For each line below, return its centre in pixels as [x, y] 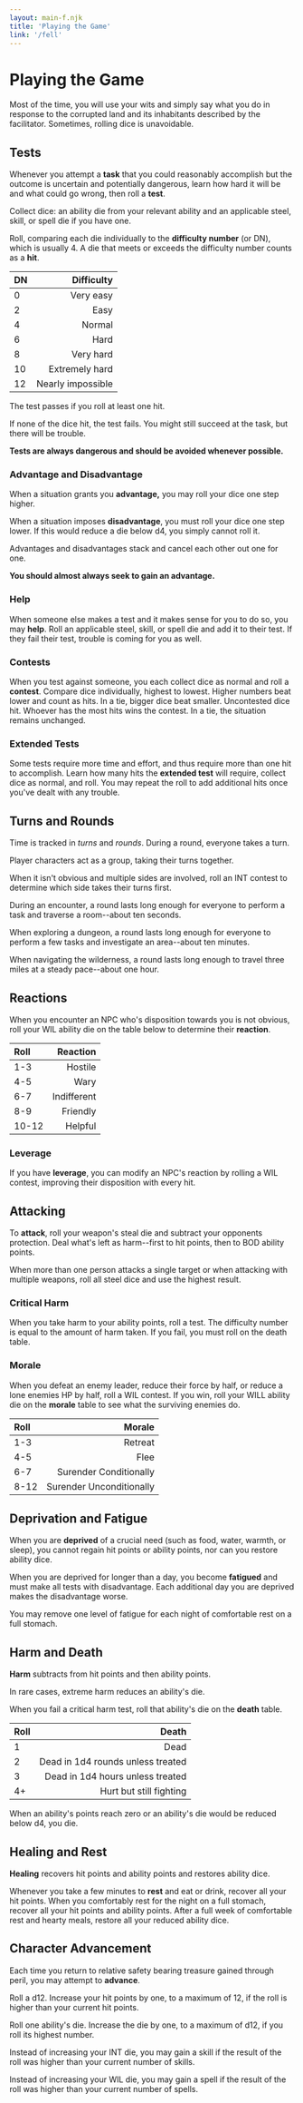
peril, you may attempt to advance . [75, 1980]
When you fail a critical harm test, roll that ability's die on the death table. [146, 1709]
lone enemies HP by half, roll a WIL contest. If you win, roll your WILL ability [150, 1394]
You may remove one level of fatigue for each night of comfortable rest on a [151, 1614]
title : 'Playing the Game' [60, 26]
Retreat [139, 1442]
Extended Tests [44, 743]
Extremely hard [80, 369]
